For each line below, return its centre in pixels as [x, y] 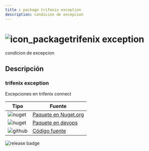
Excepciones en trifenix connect [38, 94]
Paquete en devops [55, 123]
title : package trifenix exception [43, 10]
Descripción [24, 69]
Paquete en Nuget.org [58, 114]
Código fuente [49, 131]
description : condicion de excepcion [44, 14]
